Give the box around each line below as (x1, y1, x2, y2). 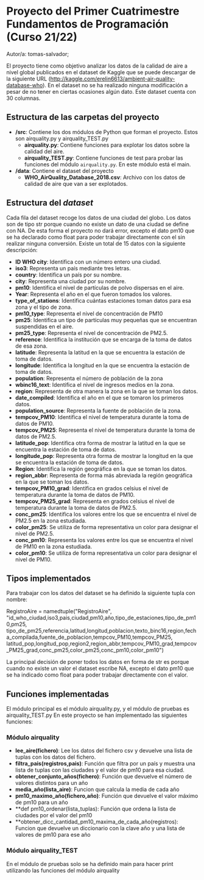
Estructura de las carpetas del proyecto (6, 112, 160, 122)
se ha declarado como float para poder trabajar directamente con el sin (6, 233, 186, 241)
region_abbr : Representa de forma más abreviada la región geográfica (15, 471, 193, 479)
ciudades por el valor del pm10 (15, 812, 93, 819)
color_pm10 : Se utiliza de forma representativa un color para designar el (15, 549, 197, 557)
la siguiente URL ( (6, 75, 51, 82)
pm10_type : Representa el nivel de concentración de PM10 (15, 309, 163, 317)
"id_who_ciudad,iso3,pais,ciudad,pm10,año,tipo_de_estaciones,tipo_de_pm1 (6, 614, 196, 622)
